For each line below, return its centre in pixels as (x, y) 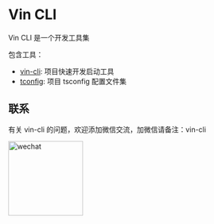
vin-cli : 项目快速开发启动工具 (67, 71)
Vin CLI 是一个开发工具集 (49, 37)
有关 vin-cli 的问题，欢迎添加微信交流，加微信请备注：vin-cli (107, 129)
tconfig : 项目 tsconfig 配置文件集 (73, 81)
